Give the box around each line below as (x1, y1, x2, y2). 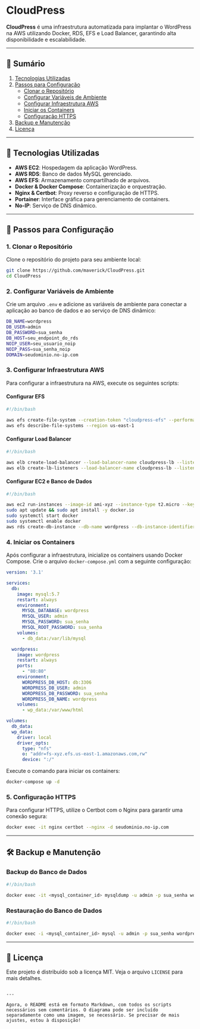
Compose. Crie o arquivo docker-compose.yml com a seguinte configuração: (6, 558, 192, 565)
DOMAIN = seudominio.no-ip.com (6, 352, 79, 358)
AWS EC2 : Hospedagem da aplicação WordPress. (14, 164, 138, 171)
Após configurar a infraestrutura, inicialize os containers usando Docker (6, 551, 183, 559)
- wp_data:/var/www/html (21, 707, 84, 713)
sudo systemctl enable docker (6, 519, 82, 525)
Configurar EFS (6, 393, 45, 400)
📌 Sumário (6, 59, 46, 69)
